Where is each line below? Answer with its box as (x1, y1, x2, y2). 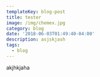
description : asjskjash (6, 36, 66, 42)
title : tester (6, 14, 42, 20)
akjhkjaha (6, 64, 30, 71)
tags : (6, 42, 20, 48)
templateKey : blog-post (6, 8, 66, 15)
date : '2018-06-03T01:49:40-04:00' (6, 31, 95, 37)
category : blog (6, 25, 44, 32)
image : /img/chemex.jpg (6, 20, 66, 26)
